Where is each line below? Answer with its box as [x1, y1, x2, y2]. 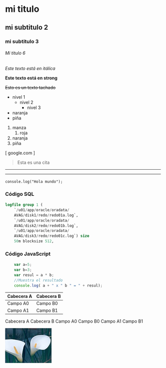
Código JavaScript [5, 250, 51, 257]
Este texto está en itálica [5, 65, 56, 71]
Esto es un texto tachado [5, 84, 56, 90]
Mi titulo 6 [5, 50, 26, 56]
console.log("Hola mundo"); [5, 179, 63, 184]
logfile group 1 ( [5, 202, 43, 207]
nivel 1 [12, 94, 26, 100]
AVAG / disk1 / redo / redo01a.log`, [14, 213, 79, 218]
